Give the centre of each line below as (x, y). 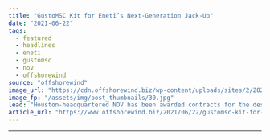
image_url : (27, 90)
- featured (34, 38)
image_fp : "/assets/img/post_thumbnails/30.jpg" (91, 98)
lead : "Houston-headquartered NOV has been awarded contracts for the (129, 105)
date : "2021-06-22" (41, 23)
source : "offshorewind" (48, 82)
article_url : (30, 113)
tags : (17, 30)
